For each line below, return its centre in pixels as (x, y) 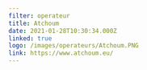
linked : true (30, 38)
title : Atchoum (34, 23)
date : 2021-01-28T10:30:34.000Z (63, 31)
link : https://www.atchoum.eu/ (61, 53)
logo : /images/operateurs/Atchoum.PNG (73, 46)
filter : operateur (39, 16)
